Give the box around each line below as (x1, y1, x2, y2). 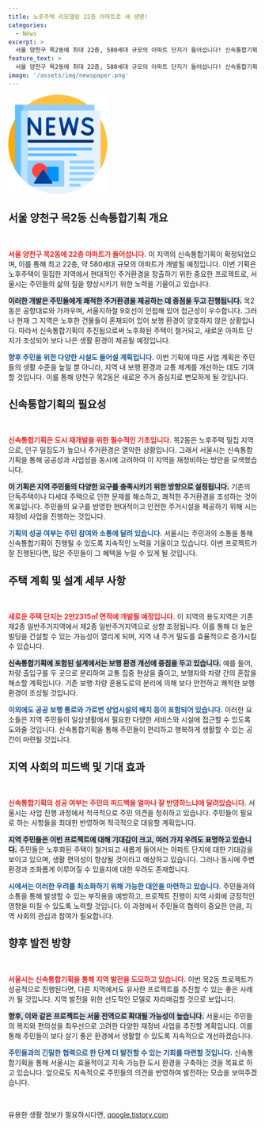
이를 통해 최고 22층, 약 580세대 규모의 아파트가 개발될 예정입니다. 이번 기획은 (18, 259, 257, 269)
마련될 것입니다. (22, 734, 72, 745)
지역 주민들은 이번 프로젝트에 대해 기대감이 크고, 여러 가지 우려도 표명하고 (8, 835, 231, 844)
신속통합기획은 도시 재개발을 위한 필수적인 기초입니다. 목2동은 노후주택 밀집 (8, 435, 240, 445)
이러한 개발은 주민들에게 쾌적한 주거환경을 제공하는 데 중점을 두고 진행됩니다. (8, 296, 243, 305)
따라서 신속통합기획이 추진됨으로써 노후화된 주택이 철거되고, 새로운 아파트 (18, 325, 245, 335)
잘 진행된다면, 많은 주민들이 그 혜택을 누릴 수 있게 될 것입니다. (8, 548, 198, 558)
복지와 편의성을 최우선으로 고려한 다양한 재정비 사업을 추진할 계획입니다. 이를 (16, 1021, 253, 1030)
